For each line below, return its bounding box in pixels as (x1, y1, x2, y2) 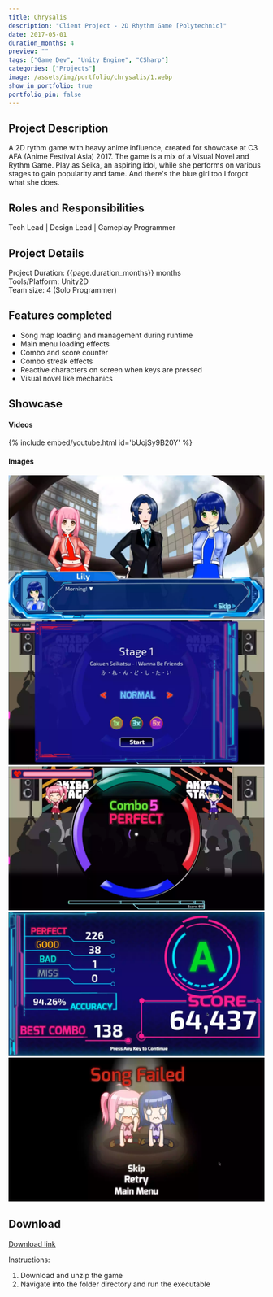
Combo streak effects (19, 356, 93, 366)
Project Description (8, 121, 109, 135)
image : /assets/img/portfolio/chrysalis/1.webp (8, 73, 173, 81)
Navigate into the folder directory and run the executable (19, 1279, 211, 1289)
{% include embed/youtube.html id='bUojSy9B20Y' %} (8, 437, 193, 447)
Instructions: (8, 1255, 50, 1264)
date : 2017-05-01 (8, 30, 67, 38)
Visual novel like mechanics (19, 373, 114, 383)
